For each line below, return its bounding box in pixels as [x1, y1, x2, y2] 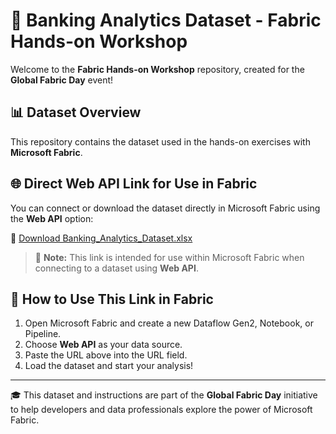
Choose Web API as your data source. [24, 339, 183, 351]
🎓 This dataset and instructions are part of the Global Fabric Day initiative [10, 389, 318, 401]
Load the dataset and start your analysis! [24, 360, 194, 372]
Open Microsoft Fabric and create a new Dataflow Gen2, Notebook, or [24, 317, 314, 329]
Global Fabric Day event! [10, 74, 114, 86]
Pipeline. [24, 328, 62, 340]
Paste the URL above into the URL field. [24, 349, 188, 361]
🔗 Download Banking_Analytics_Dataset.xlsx [10, 232, 193, 244]
